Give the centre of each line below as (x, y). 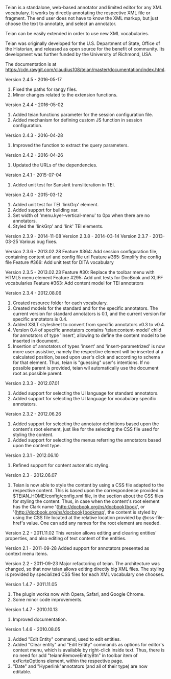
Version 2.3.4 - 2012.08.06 (33, 293)
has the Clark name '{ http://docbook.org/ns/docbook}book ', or (79, 507)
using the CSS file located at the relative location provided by (77, 517)
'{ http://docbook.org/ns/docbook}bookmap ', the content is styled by (85, 512)
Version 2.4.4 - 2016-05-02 (34, 105)
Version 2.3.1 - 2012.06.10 (32, 455)
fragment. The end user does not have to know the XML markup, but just (82, 18)
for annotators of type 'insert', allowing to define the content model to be (89, 335)
